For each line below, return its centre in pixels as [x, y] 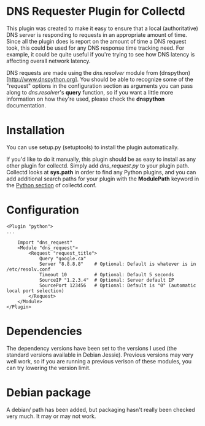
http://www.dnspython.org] [43, 79]
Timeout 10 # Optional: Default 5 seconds [106, 274]
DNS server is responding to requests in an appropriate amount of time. [97, 34]
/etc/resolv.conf [29, 269]
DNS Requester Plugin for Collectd [96, 11]
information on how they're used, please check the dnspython [86, 99]
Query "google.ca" [63, 258]
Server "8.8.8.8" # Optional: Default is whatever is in [118, 264]
